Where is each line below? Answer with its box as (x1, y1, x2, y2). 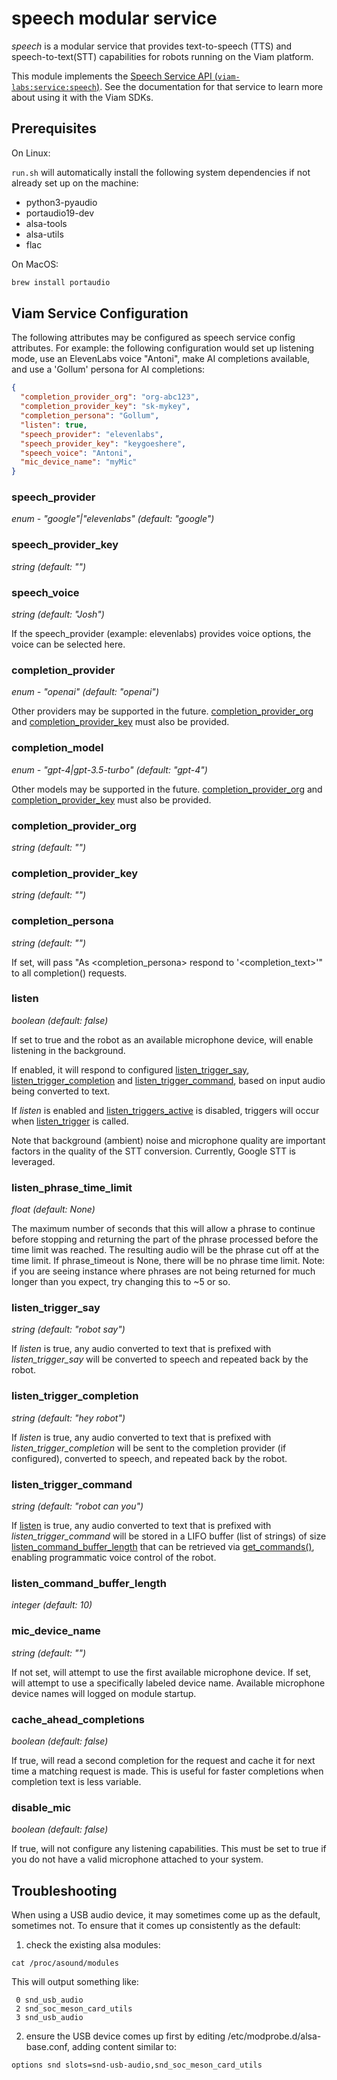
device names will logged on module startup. (11, 1687, 197, 1699)
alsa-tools (25, 217, 68, 229)
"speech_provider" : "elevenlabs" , (20, 429, 164, 439)
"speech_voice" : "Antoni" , (20, 448, 133, 458)
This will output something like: (11, 1976, 139, 1988)
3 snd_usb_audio (15, 2013, 84, 2023)
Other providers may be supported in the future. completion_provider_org (11, 705, 314, 717)
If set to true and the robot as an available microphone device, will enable (11, 1033, 314, 1046)
